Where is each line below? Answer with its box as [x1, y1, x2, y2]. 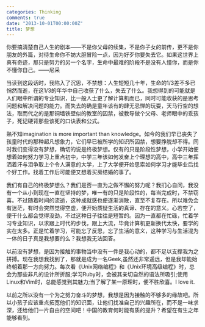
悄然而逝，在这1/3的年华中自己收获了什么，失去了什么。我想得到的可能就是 [6, 87, 196, 95]
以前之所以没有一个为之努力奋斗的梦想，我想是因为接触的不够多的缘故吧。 [6, 291, 193, 299]
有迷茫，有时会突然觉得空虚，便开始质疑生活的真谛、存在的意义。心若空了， [6, 204, 199, 212]
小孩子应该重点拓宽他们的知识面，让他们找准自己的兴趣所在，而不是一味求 [11, 299, 199, 306]
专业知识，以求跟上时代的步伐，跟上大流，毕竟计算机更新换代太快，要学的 [11, 220, 199, 227]
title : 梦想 [6, 26, 35, 32]
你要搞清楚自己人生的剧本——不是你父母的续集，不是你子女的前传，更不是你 [6, 43, 199, 51]
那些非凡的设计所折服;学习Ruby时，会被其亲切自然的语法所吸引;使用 [16, 271, 188, 278]
